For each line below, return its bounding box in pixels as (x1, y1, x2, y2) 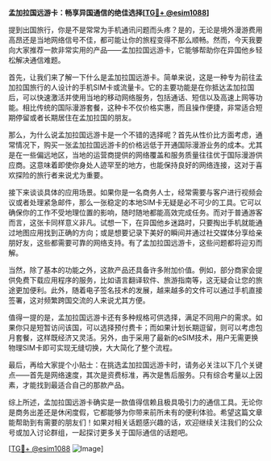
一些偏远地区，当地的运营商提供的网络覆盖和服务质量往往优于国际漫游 (22, 150, 256, 160)
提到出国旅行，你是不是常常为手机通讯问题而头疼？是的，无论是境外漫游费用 (8, 25, 263, 35)
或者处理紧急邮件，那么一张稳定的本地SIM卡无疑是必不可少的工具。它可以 (15, 198, 262, 207)
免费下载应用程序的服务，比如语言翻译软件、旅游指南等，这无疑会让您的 (15, 275, 256, 285)
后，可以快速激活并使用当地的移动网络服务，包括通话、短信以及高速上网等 (8, 93, 256, 102)
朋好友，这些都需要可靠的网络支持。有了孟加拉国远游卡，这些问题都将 (8, 238, 242, 247)
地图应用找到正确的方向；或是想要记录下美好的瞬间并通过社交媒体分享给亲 (15, 228, 263, 237)
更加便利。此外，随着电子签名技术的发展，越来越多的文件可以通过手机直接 (15, 286, 263, 295)
